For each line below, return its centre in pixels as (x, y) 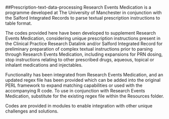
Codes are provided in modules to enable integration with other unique (79, 106)
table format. (18, 23)
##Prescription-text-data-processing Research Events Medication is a (78, 7)
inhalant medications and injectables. (44, 65)
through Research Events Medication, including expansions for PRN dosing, (84, 54)
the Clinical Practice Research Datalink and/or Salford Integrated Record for (84, 44)
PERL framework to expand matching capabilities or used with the (74, 85)
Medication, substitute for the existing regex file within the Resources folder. (85, 96)
